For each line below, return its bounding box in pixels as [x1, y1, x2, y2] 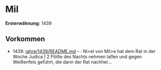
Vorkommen [5, 35, 45, 43]
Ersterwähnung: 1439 [5, 20, 52, 26]
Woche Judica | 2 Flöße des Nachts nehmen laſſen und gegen [12, 53, 142, 59]
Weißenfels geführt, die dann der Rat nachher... [12, 59, 112, 65]
